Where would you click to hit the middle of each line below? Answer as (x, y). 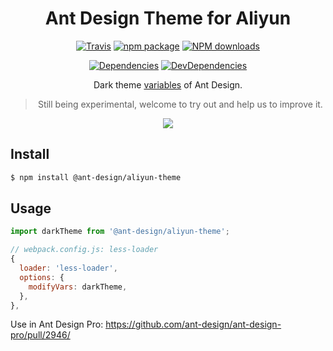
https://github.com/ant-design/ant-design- (193, 324)
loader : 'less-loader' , (68, 268)
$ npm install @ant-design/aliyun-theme (96, 177)
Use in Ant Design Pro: (57, 324)
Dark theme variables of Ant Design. (168, 84)
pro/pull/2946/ (40, 335)
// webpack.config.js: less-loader (84, 250)
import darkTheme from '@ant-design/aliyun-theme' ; (120, 232)
